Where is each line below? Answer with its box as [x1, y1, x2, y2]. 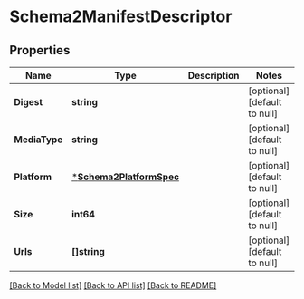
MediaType [14, 133, 63, 146]
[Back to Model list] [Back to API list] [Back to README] [9, 280, 217, 291]
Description [187, 70, 240, 82]
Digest [14, 96, 43, 108]
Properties [9, 43, 71, 58]
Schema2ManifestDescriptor [9, 6, 233, 27]
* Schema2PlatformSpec [71, 170, 179, 183]
